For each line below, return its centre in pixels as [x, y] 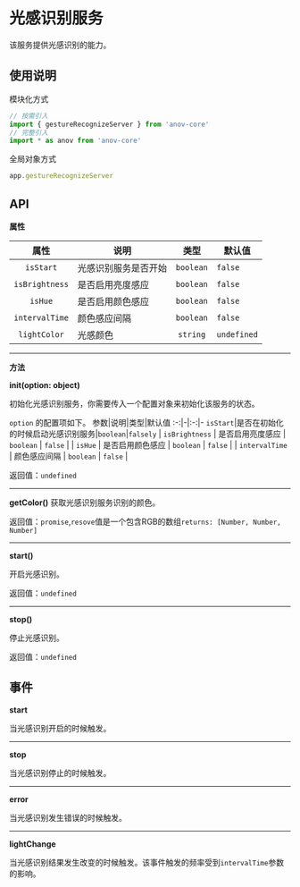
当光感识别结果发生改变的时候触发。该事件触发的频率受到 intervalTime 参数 [146, 862]
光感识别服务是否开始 [122, 267]
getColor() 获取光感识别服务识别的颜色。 [85, 503]
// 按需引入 [29, 116]
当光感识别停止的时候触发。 [60, 773]
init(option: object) [45, 384]
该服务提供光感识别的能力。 [60, 45]
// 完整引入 [29, 132]
